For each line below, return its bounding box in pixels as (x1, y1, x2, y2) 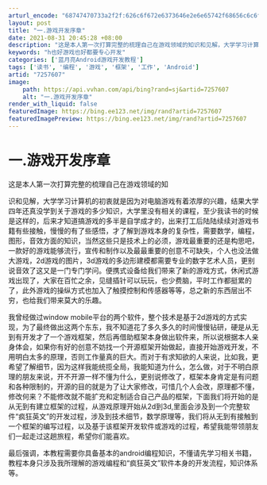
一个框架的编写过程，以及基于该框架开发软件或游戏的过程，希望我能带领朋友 (8, 421, 259, 431)
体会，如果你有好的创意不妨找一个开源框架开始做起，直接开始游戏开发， (14, 342, 252, 352)
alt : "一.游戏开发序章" (22, 93, 93, 101)
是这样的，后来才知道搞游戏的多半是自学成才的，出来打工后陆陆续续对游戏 (8, 216, 252, 225)
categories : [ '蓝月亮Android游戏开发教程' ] (8, 56, 144, 64)
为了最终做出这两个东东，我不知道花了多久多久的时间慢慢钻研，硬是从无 (21, 322, 259, 332)
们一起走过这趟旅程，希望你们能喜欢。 (8, 431, 133, 441)
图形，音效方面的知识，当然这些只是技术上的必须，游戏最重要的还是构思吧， (8, 236, 259, 245)
